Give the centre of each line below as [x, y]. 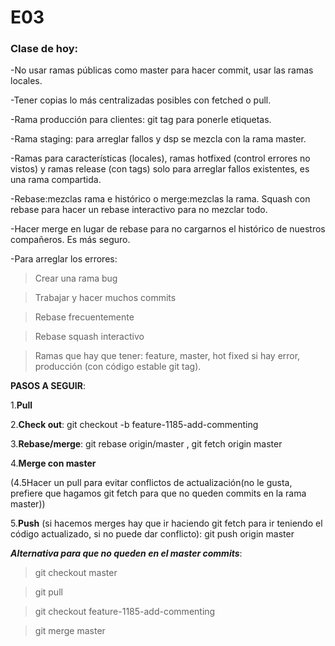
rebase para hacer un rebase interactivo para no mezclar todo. [139, 210]
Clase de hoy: [44, 49]
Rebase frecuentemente [84, 317]
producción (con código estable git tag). [118, 367]
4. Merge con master [53, 463]
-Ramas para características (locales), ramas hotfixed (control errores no [160, 158]
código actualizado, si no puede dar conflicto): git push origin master [152, 534]
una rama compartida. [56, 180]
